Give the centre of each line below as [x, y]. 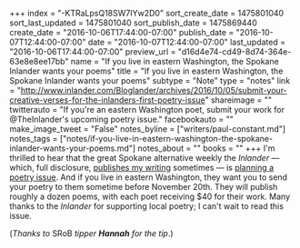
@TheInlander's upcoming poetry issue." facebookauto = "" [121, 119]
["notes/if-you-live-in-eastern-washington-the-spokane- [166, 139]
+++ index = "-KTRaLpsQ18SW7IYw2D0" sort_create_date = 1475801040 [147, 13]
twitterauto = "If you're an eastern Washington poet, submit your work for [147, 109]
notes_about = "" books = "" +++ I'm [206, 148]
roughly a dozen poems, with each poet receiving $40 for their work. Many [150, 196]
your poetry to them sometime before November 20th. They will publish [144, 187]
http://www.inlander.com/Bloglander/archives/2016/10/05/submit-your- [154, 90]
